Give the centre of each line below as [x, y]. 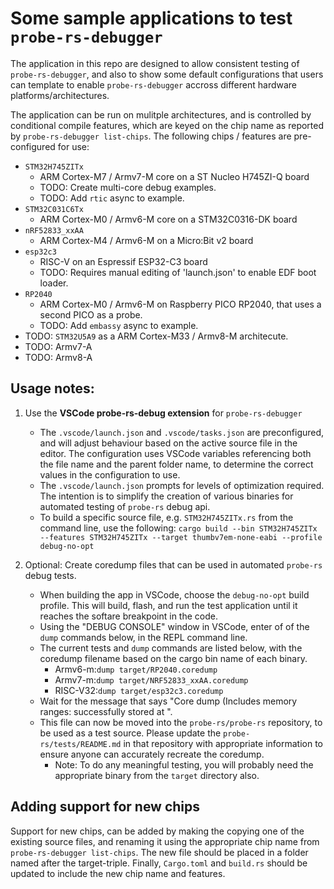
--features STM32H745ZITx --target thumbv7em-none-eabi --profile [181, 537]
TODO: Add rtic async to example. [112, 198]
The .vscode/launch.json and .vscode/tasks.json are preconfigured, [182, 432]
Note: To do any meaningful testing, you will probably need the [184, 764]
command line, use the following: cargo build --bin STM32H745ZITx [178, 528]
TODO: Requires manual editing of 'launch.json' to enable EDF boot [178, 272]
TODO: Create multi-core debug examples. [128, 187]
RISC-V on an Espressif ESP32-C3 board [123, 261]
